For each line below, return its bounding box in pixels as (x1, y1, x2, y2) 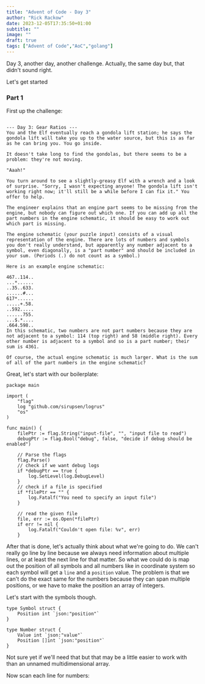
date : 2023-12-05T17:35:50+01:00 (6, 20, 92, 26)
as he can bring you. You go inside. (6, 141, 103, 147)
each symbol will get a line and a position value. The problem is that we (6, 569, 190, 576)
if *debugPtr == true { (17, 468, 78, 474)
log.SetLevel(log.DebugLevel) (28, 473, 105, 480)
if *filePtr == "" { (17, 490, 70, 496)
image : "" (6, 32, 32, 38)
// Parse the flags (17, 452, 67, 458)
